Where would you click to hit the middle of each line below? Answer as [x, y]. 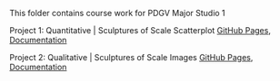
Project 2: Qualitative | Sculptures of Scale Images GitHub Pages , [131, 57]
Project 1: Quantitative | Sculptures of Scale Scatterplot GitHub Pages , [140, 30]
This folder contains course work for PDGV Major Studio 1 [117, 13]
